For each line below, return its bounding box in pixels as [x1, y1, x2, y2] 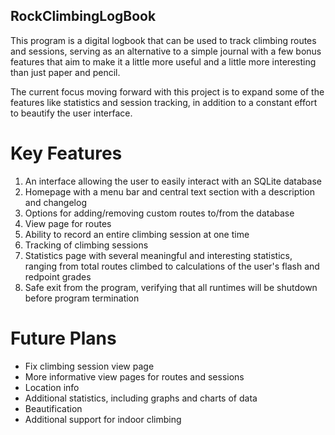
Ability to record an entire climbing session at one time [24, 228, 250, 240]
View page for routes [24, 217, 112, 229]
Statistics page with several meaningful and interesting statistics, [24, 249, 293, 261]
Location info [24, 381, 80, 393]
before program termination [24, 292, 140, 304]
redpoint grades [24, 270, 92, 283]
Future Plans [10, 327, 117, 349]
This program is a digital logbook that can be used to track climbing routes [10, 34, 317, 46]
